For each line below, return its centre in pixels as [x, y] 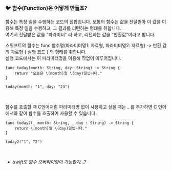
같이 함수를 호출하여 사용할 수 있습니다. [58, 113]
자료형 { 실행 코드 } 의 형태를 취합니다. [49, 52]
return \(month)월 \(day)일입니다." [51, 129]
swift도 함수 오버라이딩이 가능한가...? [49, 162]
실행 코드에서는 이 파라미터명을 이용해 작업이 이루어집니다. [63, 58]
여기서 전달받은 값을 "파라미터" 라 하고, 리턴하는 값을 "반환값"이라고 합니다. [80, 35]
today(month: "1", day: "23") [38, 87]
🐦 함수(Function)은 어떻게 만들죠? [46, 8]
